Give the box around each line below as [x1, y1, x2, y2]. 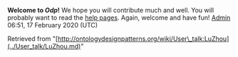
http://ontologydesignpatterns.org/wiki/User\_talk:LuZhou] [57, 34, 229, 43]
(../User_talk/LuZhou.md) [7, 42, 81, 50]
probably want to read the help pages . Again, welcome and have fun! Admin [7, 13, 231, 22]
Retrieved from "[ [7, 34, 58, 43]
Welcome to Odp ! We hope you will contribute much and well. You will [7, 6, 214, 14]
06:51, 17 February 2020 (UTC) [7, 21, 98, 29]
